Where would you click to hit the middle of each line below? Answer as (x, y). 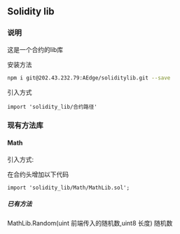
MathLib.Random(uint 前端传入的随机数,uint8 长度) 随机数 (90, 223)
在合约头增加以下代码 (38, 174)
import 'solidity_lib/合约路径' (53, 107)
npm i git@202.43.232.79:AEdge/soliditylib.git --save (89, 78)
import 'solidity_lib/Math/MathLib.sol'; (69, 188)
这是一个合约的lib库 (35, 49)
